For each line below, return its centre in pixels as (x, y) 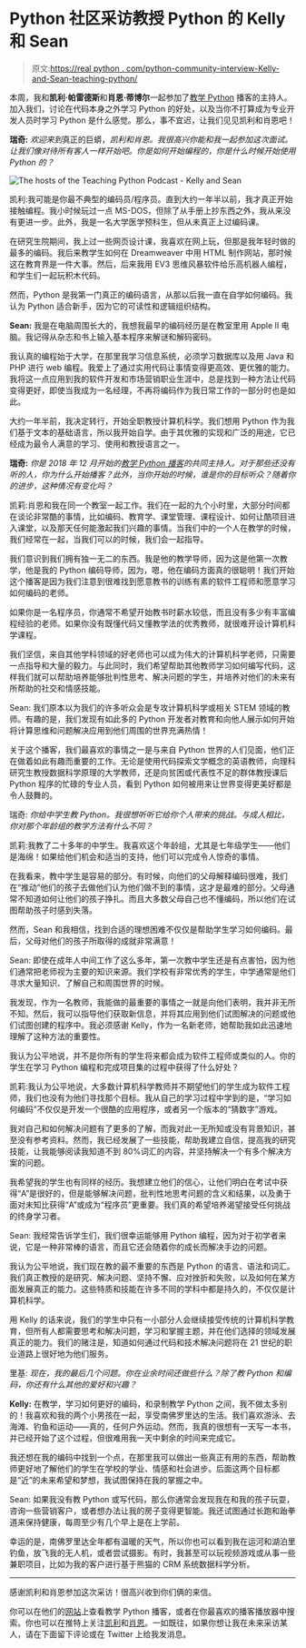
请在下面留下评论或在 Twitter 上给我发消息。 (108, 1633)
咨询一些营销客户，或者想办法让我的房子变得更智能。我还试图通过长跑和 (144, 1511)
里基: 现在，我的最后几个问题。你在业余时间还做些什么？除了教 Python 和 (147, 1373)
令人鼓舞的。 (33, 795)
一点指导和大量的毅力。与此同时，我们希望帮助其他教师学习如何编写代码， (148, 665)
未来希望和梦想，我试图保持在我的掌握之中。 (124, 1480)
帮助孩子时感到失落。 (57, 910)
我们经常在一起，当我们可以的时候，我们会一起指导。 (109, 539)
